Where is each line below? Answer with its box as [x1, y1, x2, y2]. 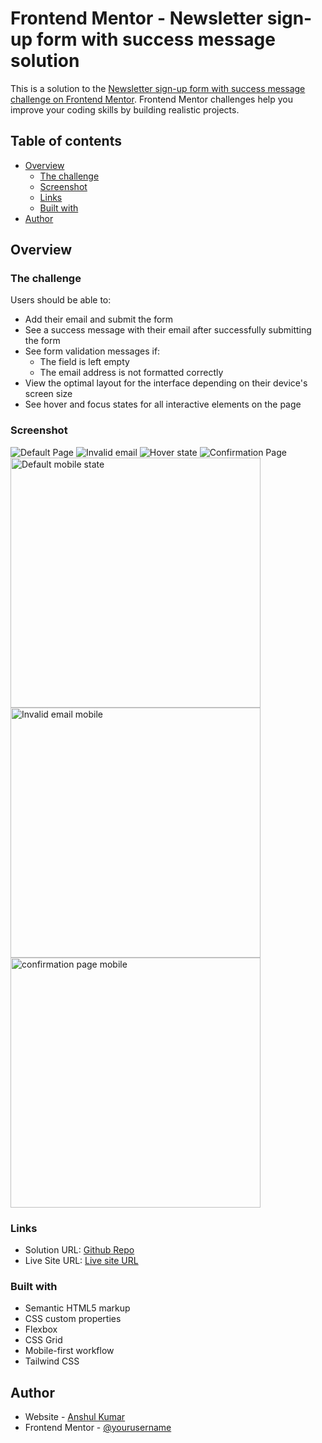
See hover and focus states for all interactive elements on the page [24, 398, 302, 411]
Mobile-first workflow [24, 1345, 115, 1357]
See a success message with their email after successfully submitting [24, 324, 312, 336]
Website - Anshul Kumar [24, 1411, 126, 1423]
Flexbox [24, 1323, 58, 1336]
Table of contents [10, 133, 122, 150]
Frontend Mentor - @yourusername [24, 1422, 172, 1434]
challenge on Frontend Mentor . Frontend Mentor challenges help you [10, 93, 293, 105]
